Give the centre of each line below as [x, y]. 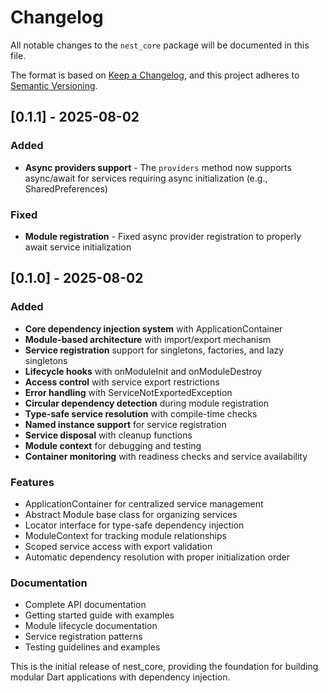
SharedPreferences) [66, 188]
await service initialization [78, 247]
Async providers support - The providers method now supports [158, 167]
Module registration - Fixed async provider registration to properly [163, 236]
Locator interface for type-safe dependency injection [134, 525]
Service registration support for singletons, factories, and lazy [154, 350]
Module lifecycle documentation [91, 626]
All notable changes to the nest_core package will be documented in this [160, 45]
